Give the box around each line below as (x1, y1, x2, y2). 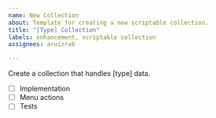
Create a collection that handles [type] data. (8, 69, 151, 78)
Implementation (19, 84, 71, 94)
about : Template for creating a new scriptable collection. (8, 19, 210, 27)
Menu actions (19, 93, 64, 102)
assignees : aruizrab (8, 41, 76, 48)
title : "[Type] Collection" (8, 26, 101, 34)
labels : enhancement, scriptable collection (8, 33, 156, 41)
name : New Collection (8, 11, 79, 20)
